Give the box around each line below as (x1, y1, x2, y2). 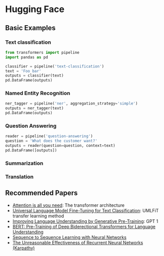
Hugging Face (5, 4, 65, 15)
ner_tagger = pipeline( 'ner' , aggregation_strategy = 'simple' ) (5, 101, 138, 106)
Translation (5, 173, 34, 180)
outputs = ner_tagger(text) (5, 106, 64, 111)
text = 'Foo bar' (5, 68, 42, 73)
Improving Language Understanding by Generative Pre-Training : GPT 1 (12, 218, 158, 224)
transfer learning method (12, 213, 64, 219)
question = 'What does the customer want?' (5, 138, 98, 144)
